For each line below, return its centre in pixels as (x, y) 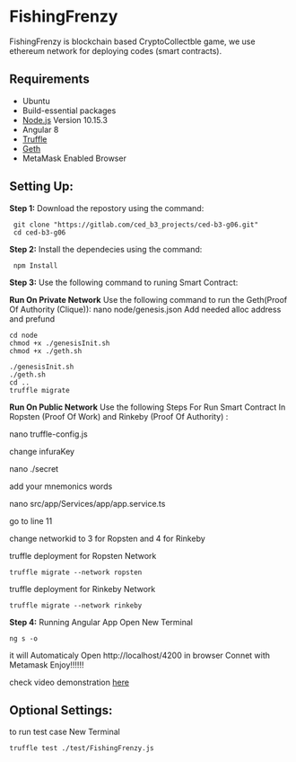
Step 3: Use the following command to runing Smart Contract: (124, 282)
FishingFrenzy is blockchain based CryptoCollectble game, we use (132, 41)
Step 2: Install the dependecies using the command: (106, 249)
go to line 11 (31, 521)
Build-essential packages (69, 111)
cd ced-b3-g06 (39, 232)
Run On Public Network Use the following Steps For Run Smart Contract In (148, 407)
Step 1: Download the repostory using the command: (107, 208)
